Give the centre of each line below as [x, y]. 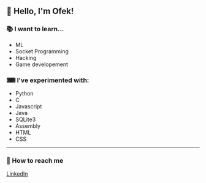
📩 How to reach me [35, 160]
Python [24, 93]
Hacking [26, 58]
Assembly [28, 125]
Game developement [42, 64]
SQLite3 [25, 119]
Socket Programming [42, 51]
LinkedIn [17, 174]
